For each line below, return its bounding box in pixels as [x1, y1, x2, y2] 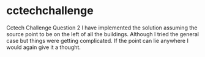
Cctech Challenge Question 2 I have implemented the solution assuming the [6, 24, 198, 31]
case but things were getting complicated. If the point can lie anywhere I [6, 37, 188, 44]
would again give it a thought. [6, 44, 81, 51]
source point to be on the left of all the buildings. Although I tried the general [6, 30, 199, 37]
